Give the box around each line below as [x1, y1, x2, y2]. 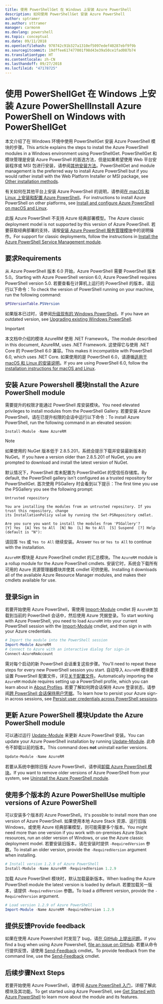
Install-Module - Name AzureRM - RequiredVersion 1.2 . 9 [5, 866, 117, 871]
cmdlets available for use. [5, 577, 57, 583]
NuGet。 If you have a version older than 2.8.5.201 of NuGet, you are [5, 454, 142, 460]
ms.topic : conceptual [5, 35, 49, 39]
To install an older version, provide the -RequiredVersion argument [14, 847, 147, 853]
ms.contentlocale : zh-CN [5, 57, 55, 62]
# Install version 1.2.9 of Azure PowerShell [5, 862, 99, 867]
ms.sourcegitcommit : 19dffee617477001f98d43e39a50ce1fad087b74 [5, 48, 136, 53]
